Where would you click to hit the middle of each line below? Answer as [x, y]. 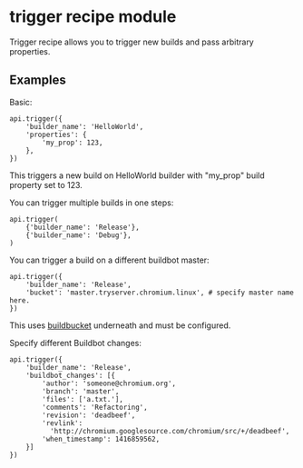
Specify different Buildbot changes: [76, 343]
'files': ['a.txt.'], [83, 399]
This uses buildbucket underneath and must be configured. [120, 325]
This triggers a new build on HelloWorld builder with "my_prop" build [137, 175]
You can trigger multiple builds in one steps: [92, 203]
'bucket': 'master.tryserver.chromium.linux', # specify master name [160, 293]
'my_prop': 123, [73, 143]
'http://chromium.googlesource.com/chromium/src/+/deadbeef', [170, 431]
